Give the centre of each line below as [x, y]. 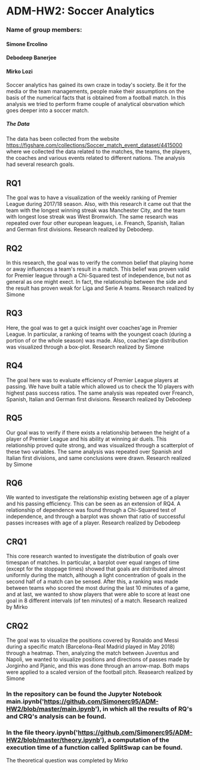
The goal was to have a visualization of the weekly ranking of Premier [92, 198]
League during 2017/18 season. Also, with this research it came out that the [99, 204]
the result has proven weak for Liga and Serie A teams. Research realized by [100, 288]
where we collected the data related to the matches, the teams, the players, [99, 151]
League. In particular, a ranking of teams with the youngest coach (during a [99, 334]
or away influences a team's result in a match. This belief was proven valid [98, 269]
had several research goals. [40, 164]
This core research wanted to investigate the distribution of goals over [93, 556]
